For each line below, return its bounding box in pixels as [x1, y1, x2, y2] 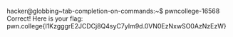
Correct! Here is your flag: [6, 14, 83, 23]
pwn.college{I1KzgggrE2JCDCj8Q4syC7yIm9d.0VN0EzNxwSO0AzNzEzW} [6, 22, 227, 30]
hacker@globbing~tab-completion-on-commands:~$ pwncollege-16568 [6, 7, 220, 15]
